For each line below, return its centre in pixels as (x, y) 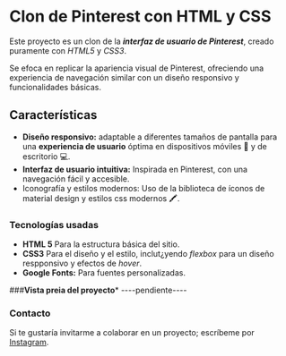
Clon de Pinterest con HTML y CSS (140, 17)
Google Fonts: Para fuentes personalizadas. (104, 273)
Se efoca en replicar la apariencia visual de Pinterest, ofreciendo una (137, 68)
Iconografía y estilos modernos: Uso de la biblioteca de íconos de (143, 188)
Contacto (30, 313)
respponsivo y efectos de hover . (82, 263)
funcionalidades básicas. (55, 87)
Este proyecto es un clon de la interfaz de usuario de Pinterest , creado (142, 41)
